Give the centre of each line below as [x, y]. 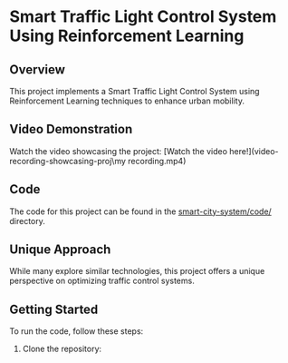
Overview [38, 69]
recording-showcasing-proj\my [68, 161]
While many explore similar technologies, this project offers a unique [137, 271]
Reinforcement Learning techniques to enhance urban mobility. [127, 101]
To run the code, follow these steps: [77, 331]
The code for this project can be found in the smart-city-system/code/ [140, 211]
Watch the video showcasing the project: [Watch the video [119, 151]
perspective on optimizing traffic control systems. [102, 281]
